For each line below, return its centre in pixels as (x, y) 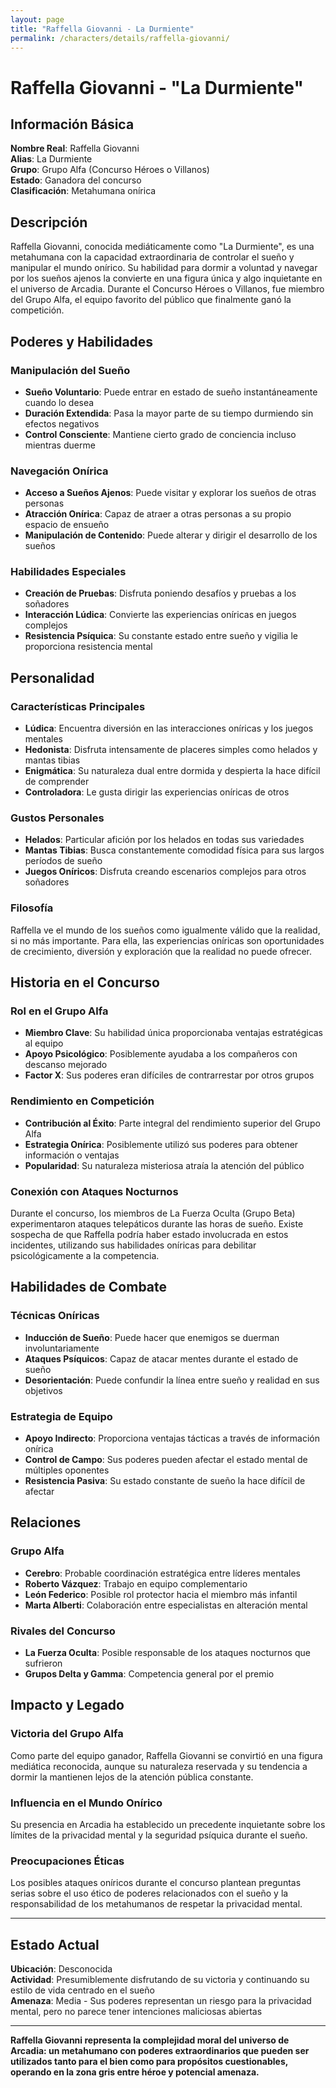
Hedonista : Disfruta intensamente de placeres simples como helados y (171, 750)
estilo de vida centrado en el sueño (82, 1990)
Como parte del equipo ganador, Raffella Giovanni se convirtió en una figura (166, 1755)
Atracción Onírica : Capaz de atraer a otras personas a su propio (158, 514)
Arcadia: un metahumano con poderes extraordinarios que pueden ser (160, 2051)
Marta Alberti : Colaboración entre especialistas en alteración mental (166, 1605)
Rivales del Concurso (63, 1631)
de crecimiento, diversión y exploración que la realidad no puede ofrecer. (161, 951)
